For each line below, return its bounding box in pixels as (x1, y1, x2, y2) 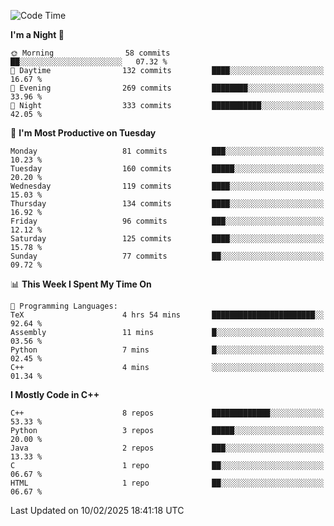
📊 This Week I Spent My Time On (10, 278, 152, 290)
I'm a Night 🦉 (10, 29, 65, 40)
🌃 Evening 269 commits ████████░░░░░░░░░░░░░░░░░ (10, 83, 325, 93)
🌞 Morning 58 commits (10, 48, 171, 58)
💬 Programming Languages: (10, 301, 118, 311)
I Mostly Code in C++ (10, 389, 100, 400)
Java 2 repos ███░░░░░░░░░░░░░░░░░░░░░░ (10, 443, 325, 453)
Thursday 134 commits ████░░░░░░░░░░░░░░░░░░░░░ (10, 199, 325, 209)
